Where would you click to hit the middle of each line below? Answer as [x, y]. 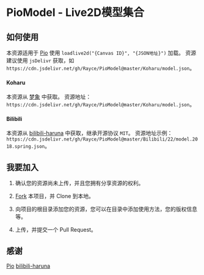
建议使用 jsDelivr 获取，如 [40, 61]
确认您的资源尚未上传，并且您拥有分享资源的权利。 [79, 183]
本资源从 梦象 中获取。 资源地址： [49, 97]
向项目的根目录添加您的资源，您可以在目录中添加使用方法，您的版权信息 [106, 209]
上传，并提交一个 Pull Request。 [56, 230]
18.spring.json [26, 147]
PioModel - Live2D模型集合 [75, 13]
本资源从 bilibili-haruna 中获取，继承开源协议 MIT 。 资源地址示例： [89, 133]
